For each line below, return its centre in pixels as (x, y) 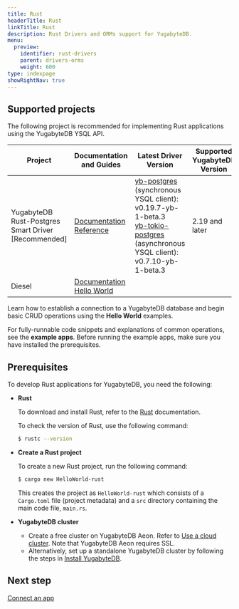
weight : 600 (38, 67)
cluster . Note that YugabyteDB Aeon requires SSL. (102, 543)
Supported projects (52, 109)
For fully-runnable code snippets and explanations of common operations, (116, 330)
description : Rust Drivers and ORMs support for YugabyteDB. (100, 34)
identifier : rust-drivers (59, 54)
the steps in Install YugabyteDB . (75, 558)
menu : (15, 41)
